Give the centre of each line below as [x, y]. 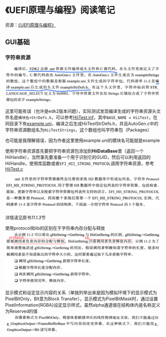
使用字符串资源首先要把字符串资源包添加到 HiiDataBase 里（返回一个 [75, 151]
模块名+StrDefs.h [35, 118]
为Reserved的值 [22, 311]
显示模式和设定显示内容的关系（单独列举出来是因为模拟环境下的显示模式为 [81, 293]
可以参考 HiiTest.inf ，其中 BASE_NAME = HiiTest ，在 [107, 117]
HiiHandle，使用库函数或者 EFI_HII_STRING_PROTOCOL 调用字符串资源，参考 [80, 164]
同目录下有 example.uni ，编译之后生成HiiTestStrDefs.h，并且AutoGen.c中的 [82, 124]
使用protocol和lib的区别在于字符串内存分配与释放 [55, 228]
